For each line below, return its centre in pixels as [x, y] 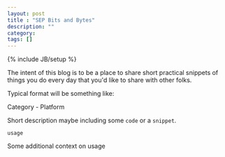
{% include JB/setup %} [42, 59]
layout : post [26, 14]
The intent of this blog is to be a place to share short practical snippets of [113, 73]
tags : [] [20, 40]
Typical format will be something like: [61, 94]
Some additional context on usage [57, 146]
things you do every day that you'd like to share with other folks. [100, 80]
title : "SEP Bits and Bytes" [51, 20]
